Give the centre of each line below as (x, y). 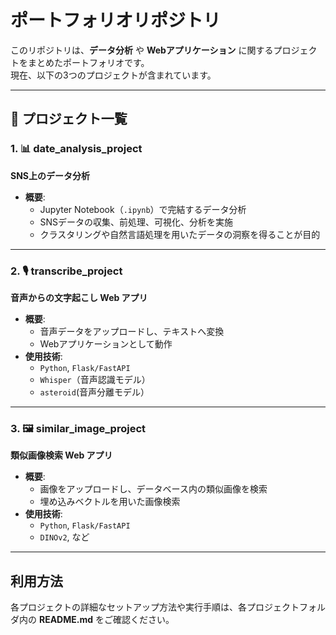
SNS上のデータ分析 (50, 175)
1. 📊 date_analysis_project (76, 149)
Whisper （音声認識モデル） (95, 379)
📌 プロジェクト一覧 (69, 119)
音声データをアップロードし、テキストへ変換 (132, 331)
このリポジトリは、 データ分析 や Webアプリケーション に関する (142, 50)
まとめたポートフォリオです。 (88, 62)
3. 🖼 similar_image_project (78, 428)
